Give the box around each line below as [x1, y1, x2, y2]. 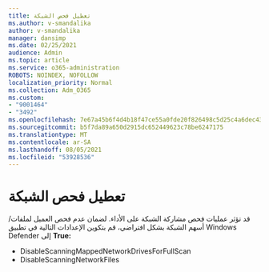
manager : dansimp [8, 34, 66, 42]
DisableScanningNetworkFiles [19, 255, 120, 265]
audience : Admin [8, 49, 62, 57]
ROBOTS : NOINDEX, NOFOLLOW [8, 71, 98, 79]
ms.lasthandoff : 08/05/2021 [8, 146, 102, 154]
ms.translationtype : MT [8, 130, 88, 138]
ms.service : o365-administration [8, 64, 120, 72]
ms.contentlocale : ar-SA [8, 138, 91, 146]
